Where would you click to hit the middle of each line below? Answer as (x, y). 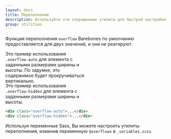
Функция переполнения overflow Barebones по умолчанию (70, 39)
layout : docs (19, 10)
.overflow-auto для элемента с (39, 60)
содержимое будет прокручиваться (45, 76)
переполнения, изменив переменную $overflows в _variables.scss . (79, 131)
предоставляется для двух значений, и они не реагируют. (69, 44)
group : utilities (24, 24)
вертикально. (20, 81)
